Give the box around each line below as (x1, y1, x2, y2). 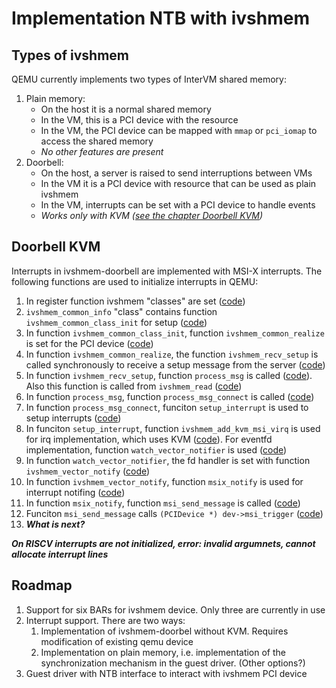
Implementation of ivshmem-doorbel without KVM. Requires (40, 625, 289, 637)
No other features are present (40, 146, 164, 157)
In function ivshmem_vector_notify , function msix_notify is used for (25, 475, 304, 487)
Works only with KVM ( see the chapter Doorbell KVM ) (40, 210, 264, 221)
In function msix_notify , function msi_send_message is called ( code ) (25, 497, 301, 509)
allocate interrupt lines (11, 548, 109, 560)
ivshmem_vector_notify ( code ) (25, 465, 151, 477)
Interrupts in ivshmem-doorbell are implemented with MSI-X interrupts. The (11, 265, 323, 277)
